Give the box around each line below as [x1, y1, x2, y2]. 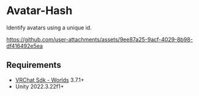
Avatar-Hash [6, 4, 73, 18]
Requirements [6, 60, 61, 70]
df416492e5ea [6, 42, 43, 50]
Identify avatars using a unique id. [6, 24, 92, 31]
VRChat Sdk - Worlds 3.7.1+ [15, 76, 84, 83]
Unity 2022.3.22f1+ [15, 83, 64, 90]
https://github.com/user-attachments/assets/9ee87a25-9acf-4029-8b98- [6, 35, 193, 43]
